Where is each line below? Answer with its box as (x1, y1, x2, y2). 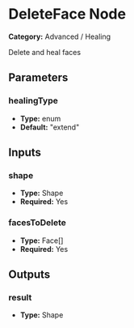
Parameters (8, 70, 69, 85)
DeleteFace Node (8, 5, 127, 23)
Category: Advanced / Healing (8, 32, 111, 41)
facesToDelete (8, 217, 67, 228)
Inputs (8, 146, 42, 160)
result (8, 292, 32, 303)
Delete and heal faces (8, 47, 82, 57)
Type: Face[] (19, 236, 64, 245)
